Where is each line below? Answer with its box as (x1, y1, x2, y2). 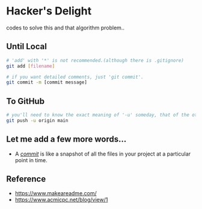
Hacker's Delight (6, 4, 92, 18)
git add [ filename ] (6, 63, 55, 69)
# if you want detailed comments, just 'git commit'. (6, 74, 144, 80)
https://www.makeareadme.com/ (14, 190, 97, 197)
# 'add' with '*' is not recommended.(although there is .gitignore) (6, 57, 185, 64)
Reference (6, 174, 46, 184)
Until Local (6, 41, 47, 52)
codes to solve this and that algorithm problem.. (6, 24, 125, 31)
